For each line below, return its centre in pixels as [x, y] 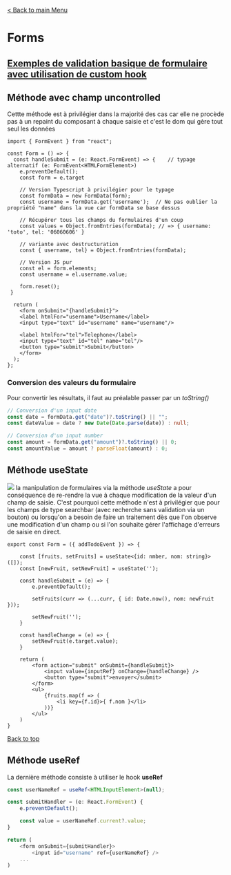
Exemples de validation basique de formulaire [108, 63]
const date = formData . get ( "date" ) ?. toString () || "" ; [88, 417]
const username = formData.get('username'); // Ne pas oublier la [118, 202]
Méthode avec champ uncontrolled [84, 97]
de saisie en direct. [34, 531]
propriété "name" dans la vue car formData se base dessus [94, 208]
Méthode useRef [44, 761]
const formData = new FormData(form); [75, 196]
